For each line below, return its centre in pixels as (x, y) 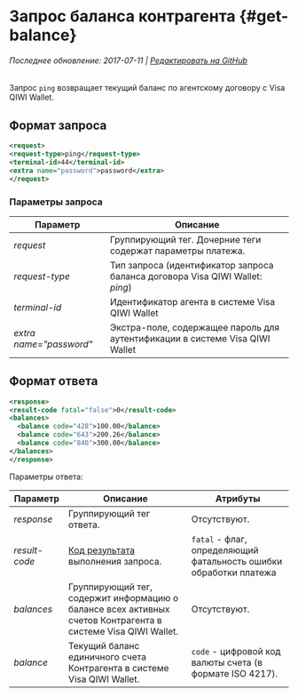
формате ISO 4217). (235, 673)
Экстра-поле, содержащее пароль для (195, 327)
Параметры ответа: (46, 477)
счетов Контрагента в (115, 620)
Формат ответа (54, 381)
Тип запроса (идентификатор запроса (192, 265)
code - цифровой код (236, 651)
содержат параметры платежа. (177, 251)
